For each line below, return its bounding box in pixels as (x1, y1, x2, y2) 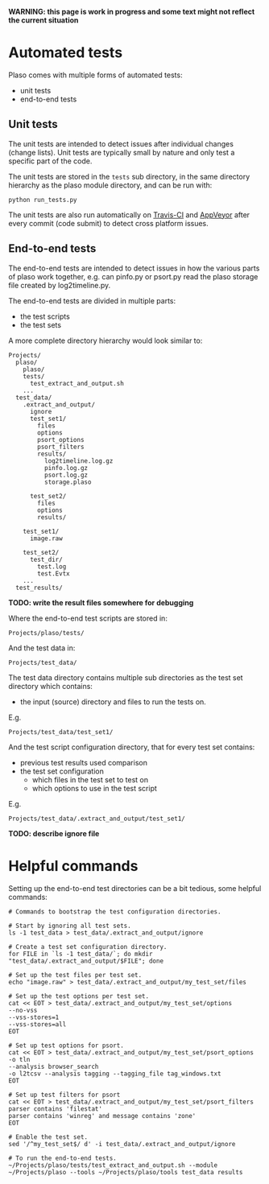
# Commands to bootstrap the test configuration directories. (8, 907, 221, 916)
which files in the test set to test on (31, 774, 149, 784)
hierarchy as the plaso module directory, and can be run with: (8, 180, 213, 190)
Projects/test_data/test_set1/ (8, 728, 114, 736)
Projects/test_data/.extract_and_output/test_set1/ (8, 815, 185, 823)
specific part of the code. (8, 156, 93, 166)
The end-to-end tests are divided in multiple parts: (8, 295, 176, 305)
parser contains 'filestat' (8, 1104, 103, 1113)
